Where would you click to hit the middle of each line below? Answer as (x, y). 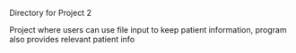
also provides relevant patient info (72, 39)
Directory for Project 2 (51, 13)
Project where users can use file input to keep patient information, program (148, 30)
